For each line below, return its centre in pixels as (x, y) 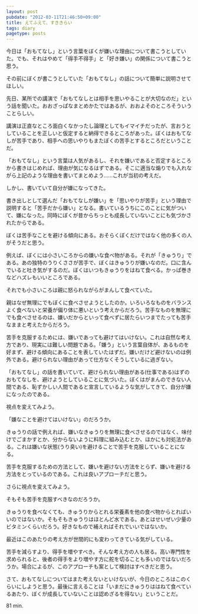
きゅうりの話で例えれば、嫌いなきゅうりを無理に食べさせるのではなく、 (94, 432)
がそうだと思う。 (27, 243)
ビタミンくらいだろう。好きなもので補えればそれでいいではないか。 (88, 526)
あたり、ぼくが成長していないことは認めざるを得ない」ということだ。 (96, 594)
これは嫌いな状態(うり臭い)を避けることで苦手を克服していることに (98, 447)
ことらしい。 (22, 114)
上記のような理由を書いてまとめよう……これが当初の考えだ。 (90, 176)
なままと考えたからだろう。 (39, 325)
